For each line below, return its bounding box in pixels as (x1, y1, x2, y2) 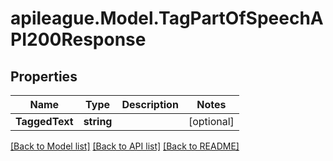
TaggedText (15, 115, 74, 128)
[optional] (188, 115, 235, 128)
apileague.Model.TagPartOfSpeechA (10, 7, 324, 30)
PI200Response (10, 28, 147, 51)
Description (121, 98, 179, 111)
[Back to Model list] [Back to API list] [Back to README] (10, 140, 240, 152)
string (83, 115, 113, 128)
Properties (10, 68, 78, 85)
